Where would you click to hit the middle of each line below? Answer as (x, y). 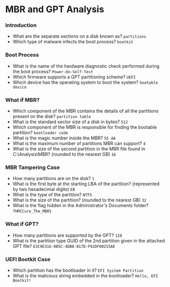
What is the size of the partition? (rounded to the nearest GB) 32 (79, 200)
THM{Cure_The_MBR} (32, 211)
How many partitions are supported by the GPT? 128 (67, 235)
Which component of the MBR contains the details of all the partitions (86, 111)
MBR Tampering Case (33, 167)
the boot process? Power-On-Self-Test (53, 71)
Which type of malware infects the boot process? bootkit (73, 42)
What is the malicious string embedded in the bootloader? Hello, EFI (85, 275)
